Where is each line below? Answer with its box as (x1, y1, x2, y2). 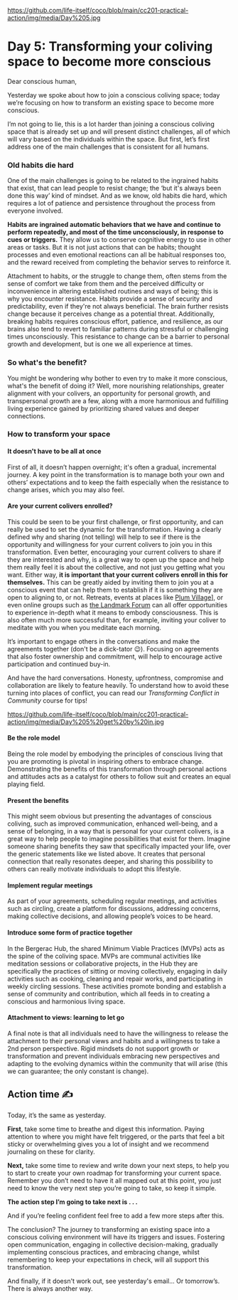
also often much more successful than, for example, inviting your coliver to (7, 615, 226, 624)
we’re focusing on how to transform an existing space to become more (7, 98, 215, 107)
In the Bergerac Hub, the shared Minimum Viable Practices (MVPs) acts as (7, 944, 225, 952)
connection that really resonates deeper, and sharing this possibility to (7, 857, 213, 866)
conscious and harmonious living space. (7, 997, 126, 1006)
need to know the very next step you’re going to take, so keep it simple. (7, 1183, 217, 1192)
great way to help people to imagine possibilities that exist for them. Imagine (7, 835, 231, 843)
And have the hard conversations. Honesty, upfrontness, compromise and (7, 673, 224, 682)
